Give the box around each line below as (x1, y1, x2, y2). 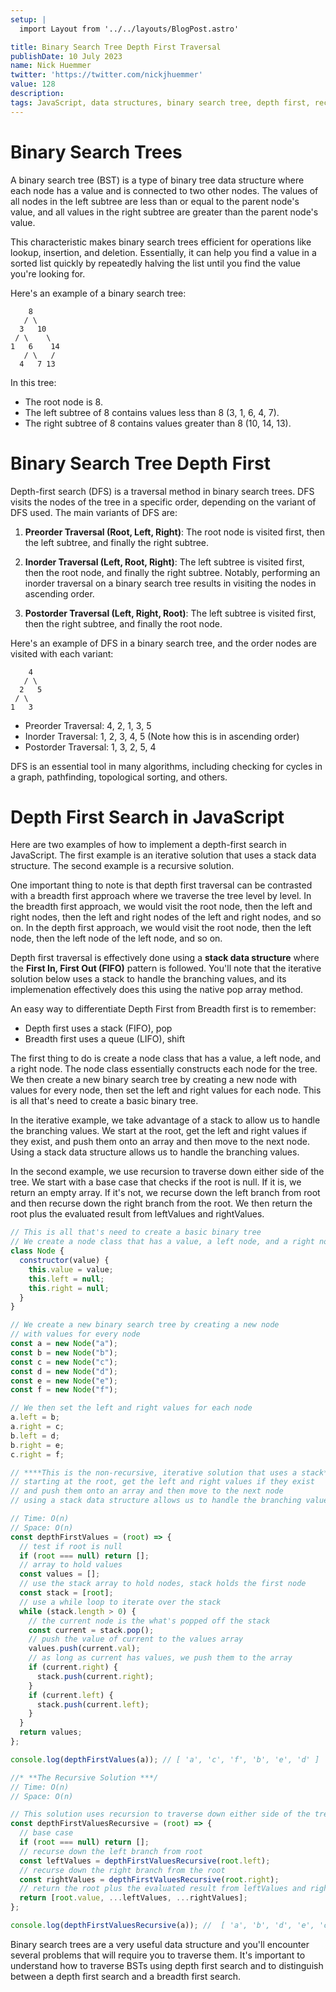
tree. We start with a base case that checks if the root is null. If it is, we (10, 1176, 302, 1188)
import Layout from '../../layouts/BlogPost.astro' (19, 24, 240, 34)
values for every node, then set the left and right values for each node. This (10, 1084, 322, 1096)
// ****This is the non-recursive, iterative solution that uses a (10, 1467, 298, 1478)
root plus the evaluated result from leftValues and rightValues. (10, 1208, 265, 1220)
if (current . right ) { (28, 1662, 118, 1673)
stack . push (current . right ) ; (36, 1671, 155, 1681)
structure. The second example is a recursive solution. (10, 860, 235, 872)
